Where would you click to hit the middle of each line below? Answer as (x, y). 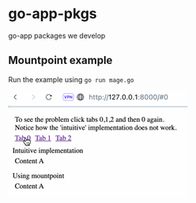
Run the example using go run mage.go (71, 79)
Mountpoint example (60, 60)
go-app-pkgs (53, 14)
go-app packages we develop (57, 36)
